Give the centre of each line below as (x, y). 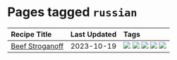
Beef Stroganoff (37, 46)
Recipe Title (31, 34)
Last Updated (93, 34)
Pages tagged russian (72, 12)
